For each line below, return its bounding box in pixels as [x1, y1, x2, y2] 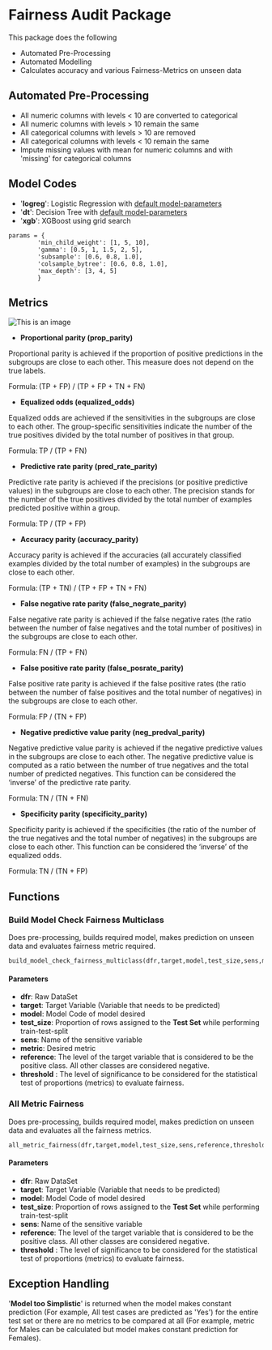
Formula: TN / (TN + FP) [8, 866, 88, 876]
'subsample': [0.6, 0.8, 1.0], [37, 253, 143, 261]
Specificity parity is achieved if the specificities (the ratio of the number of [8, 825, 257, 835]
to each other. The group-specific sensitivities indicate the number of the [8, 421, 253, 431]
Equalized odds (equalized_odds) [19, 397, 135, 407]
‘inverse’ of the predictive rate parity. [8, 778, 131, 788]
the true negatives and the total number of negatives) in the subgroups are [8, 833, 257, 844]
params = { [8, 231, 45, 240]
